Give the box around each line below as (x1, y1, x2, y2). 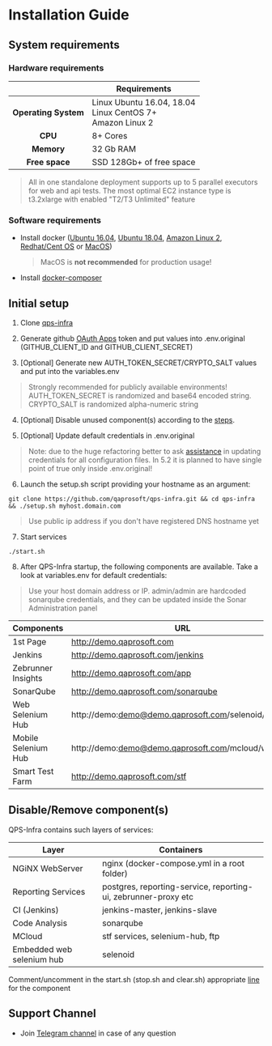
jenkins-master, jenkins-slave (102, 904, 217, 916)
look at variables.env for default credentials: (19, 570, 168, 580)
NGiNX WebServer (12, 862, 83, 874)
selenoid (102, 949, 135, 960)
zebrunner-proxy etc (113, 891, 194, 902)
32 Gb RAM (91, 143, 136, 155)
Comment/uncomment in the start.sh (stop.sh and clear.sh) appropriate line (8, 974, 261, 984)
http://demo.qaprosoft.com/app (71, 667, 192, 678)
